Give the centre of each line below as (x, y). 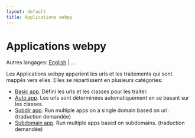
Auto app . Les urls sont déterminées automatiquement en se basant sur (102, 98)
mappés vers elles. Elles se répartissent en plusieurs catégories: (84, 80)
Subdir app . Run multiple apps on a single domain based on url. (92, 110)
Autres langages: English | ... (41, 63)
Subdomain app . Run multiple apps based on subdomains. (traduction (100, 123)
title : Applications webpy (39, 17)
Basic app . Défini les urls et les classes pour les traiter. (81, 91)
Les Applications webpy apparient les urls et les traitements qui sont (89, 74)
